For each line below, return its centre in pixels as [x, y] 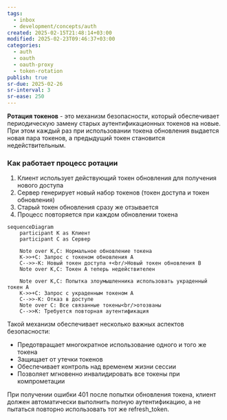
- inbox [24, 20]
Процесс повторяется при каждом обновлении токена [97, 214]
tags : [15, 13]
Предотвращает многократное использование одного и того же [112, 345]
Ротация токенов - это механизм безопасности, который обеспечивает [113, 116]
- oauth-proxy [33, 65]
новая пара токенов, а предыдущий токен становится [86, 138]
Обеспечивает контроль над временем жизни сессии [97, 367]
